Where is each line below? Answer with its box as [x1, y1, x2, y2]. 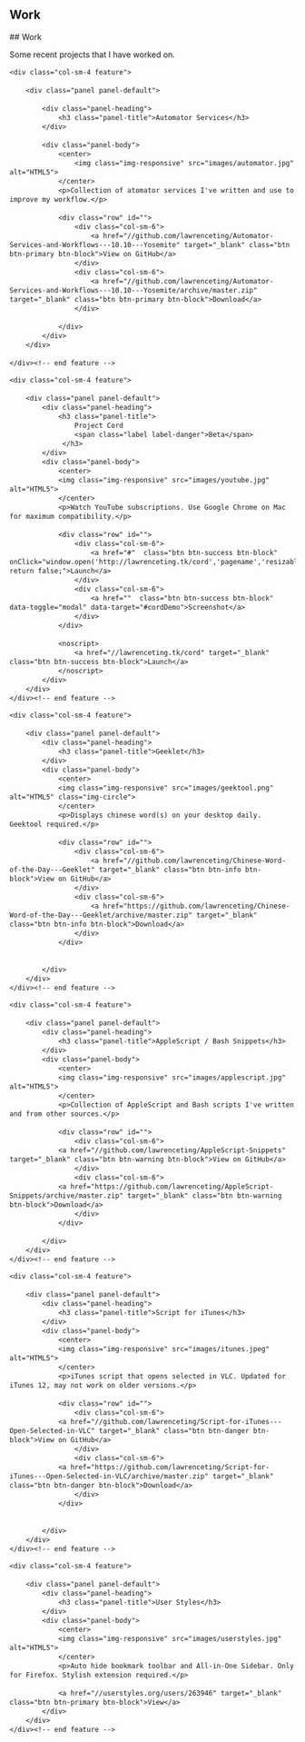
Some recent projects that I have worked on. [9, 49, 175, 60]
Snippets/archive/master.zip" [9, 1190, 124, 1200]
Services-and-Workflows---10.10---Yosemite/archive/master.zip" [9, 285, 258, 294]
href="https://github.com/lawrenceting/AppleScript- [70, 1181, 274, 1191]
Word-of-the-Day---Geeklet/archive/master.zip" [9, 911, 193, 920]
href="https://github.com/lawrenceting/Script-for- [70, 1462, 271, 1471]
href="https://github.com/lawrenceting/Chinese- [103, 901, 290, 911]
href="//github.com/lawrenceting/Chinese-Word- [103, 856, 286, 865]
